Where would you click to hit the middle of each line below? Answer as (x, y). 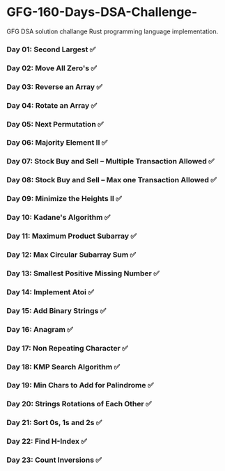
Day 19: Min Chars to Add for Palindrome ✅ (80, 385)
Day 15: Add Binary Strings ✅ (56, 310)
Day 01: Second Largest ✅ (51, 49)
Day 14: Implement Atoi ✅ (51, 292)
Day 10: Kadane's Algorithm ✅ (59, 218)
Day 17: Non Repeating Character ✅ (67, 348)
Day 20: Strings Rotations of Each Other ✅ (79, 404)
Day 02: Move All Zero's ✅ (52, 68)
